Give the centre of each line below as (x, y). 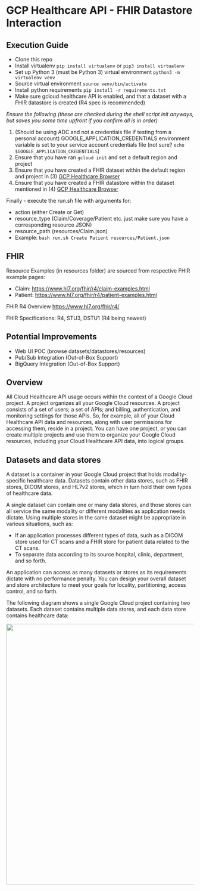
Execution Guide (37, 45)
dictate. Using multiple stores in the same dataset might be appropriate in (96, 518)
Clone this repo (33, 59)
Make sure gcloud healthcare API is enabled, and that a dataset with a (100, 96)
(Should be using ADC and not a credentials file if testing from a (93, 132)
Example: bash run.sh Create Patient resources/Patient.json (92, 237)
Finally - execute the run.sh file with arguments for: (69, 201)
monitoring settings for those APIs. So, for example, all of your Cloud (90, 416)
